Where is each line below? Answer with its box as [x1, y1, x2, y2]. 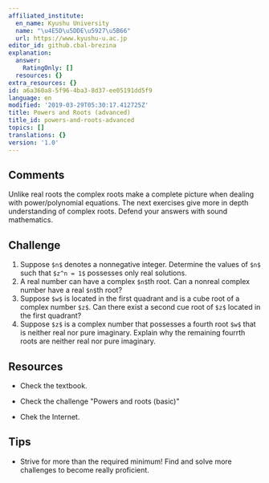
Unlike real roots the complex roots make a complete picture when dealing [8, 189, 255, 199]
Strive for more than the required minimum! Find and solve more [19, 457, 233, 466]
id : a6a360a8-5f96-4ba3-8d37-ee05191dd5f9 [8, 86, 153, 95]
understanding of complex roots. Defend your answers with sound [8, 206, 228, 217]
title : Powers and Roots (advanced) [8, 109, 131, 117]
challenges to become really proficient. [19, 465, 150, 474]
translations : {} [8, 131, 67, 139]
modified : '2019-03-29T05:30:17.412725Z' [8, 101, 149, 109]
